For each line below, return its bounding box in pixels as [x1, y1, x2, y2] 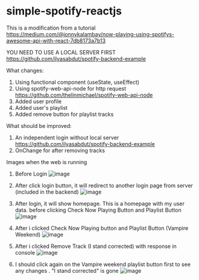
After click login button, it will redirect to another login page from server [14, 182, 193, 189]
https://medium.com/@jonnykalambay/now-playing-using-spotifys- [6, 30, 175, 37]
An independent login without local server [14, 134, 119, 141]
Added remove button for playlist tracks [14, 110, 114, 118]
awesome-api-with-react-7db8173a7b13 [6, 37, 106, 44]
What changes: [6, 66, 44, 74]
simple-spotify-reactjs [6, 4, 122, 18]
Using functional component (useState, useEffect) [14, 78, 140, 86]
